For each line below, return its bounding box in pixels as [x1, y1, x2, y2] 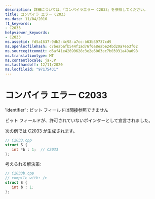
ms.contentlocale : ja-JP [5, 58, 56, 63]
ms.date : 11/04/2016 [5, 16, 48, 21]
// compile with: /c [5, 176, 48, 181]
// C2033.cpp [5, 138, 32, 143]
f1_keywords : [5, 21, 32, 26]
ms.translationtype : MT [5, 53, 54, 58]
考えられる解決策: [5, 161, 41, 167]
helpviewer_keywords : [5, 30, 50, 35]
